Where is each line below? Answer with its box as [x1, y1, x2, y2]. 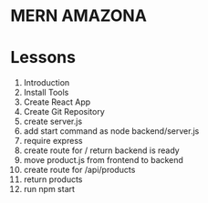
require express [23, 136, 83, 147]
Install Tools [23, 87, 69, 98]
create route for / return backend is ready [23, 145, 181, 156]
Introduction [23, 77, 70, 88]
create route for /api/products [23, 165, 136, 176]
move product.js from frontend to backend [23, 155, 183, 166]
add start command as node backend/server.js [23, 126, 200, 137]
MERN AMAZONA [10, 5, 147, 26]
